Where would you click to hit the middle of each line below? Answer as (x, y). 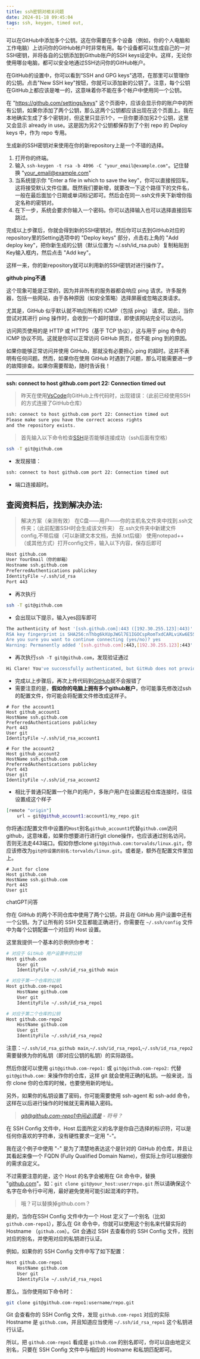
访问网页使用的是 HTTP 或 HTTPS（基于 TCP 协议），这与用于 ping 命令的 (96, 331)
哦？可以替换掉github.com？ (56, 1203)
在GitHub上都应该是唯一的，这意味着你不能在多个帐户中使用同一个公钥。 (96, 91)
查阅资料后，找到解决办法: (54, 505)
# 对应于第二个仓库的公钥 (33, 1013)
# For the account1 (30, 707)
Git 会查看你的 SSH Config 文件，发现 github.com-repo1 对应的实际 (88, 1315)
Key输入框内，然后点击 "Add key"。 (50, 253)
